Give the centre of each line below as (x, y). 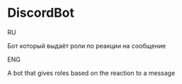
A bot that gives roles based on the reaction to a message (91, 73)
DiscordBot (41, 13)
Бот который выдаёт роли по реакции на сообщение (87, 45)
